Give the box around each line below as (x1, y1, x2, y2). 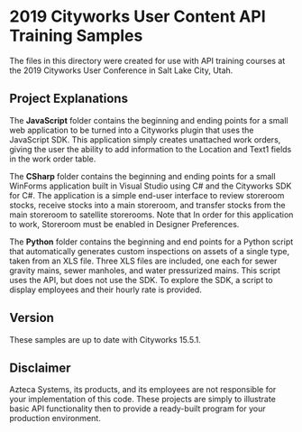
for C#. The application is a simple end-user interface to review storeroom (9, 189, 285, 200)
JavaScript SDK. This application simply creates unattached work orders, (9, 133, 281, 145)
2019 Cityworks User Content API (9, 6, 266, 27)
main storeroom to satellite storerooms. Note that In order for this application (9, 209, 294, 220)
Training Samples (9, 25, 143, 46)
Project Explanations (9, 91, 129, 106)
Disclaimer (9, 360, 71, 375)
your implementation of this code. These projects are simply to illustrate (9, 394, 277, 405)
